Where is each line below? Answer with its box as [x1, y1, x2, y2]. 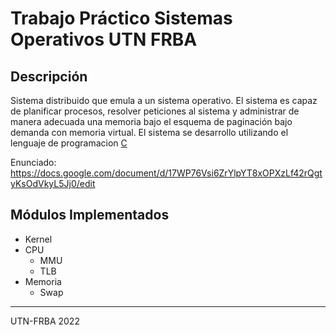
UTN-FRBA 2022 [10, 315, 80, 327]
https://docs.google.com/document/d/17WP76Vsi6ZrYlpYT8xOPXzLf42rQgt [10, 167, 323, 179]
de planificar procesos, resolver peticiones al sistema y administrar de [10, 105, 300, 117]
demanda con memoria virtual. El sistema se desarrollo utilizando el [10, 127, 289, 138]
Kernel [24, 233, 53, 245]
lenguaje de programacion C [10, 137, 128, 149]
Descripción [10, 68, 88, 85]
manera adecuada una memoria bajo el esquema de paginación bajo [10, 116, 293, 127]
